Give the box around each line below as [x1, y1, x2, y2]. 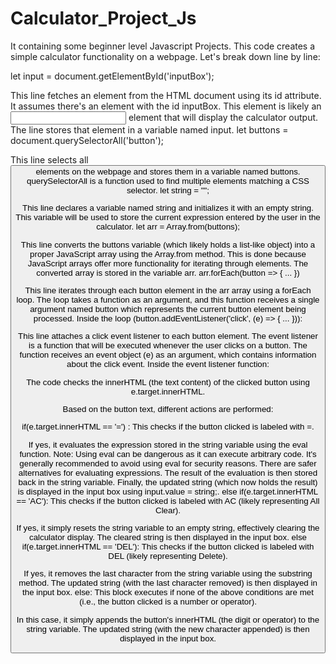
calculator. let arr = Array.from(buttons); [96, 222, 240, 232]
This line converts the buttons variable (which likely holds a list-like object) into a [20, 239, 316, 250]
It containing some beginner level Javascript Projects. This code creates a [10, 40, 316, 52]
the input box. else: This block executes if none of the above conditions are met [22, 587, 314, 598]
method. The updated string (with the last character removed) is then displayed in [18, 578, 318, 589]
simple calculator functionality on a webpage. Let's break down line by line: [10, 50, 321, 62]
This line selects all [10, 153, 89, 166]
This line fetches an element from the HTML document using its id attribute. [10, 89, 322, 101]
